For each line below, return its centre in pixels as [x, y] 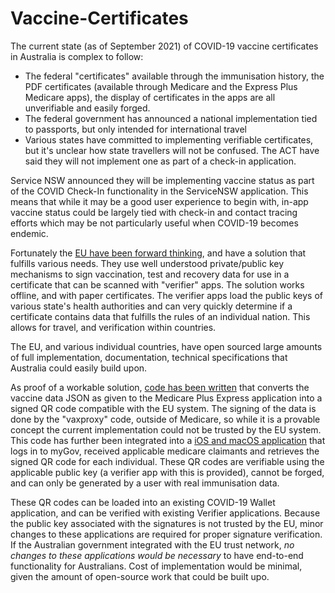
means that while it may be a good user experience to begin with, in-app [159, 201]
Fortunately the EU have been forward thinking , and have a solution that [158, 253]
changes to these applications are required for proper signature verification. [166, 534]
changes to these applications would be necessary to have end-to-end [157, 555]
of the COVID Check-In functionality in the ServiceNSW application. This [159, 191]
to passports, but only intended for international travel [136, 129]
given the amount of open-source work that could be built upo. [140, 576]
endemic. [29, 233]
